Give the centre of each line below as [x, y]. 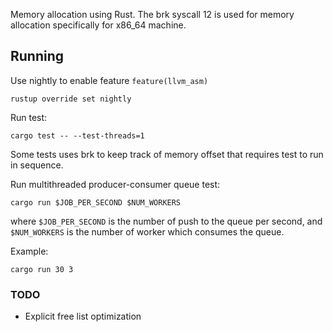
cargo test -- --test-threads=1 [77, 135]
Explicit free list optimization [83, 316]
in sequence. [37, 165]
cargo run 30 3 [42, 269]
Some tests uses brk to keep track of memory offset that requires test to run [167, 154]
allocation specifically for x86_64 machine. [98, 25]
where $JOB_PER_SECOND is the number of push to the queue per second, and [166, 221]
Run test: [29, 117]
